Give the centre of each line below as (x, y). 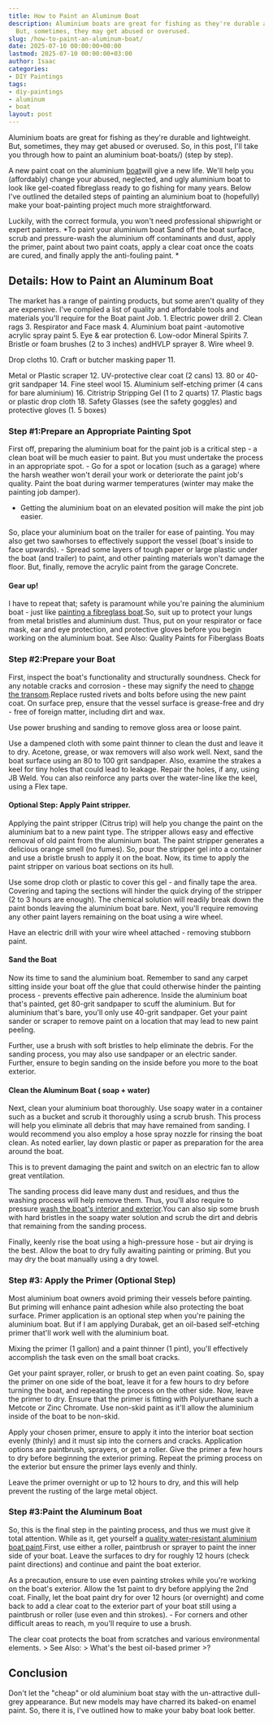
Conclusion (38, 1673)
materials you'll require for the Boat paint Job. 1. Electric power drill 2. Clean (135, 317)
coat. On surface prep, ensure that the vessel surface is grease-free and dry (136, 703)
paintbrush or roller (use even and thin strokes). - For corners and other (128, 1614)
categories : (28, 69)
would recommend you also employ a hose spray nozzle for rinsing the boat (135, 1134)
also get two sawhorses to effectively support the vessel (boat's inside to (131, 541)
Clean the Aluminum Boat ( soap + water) (79, 1090)
